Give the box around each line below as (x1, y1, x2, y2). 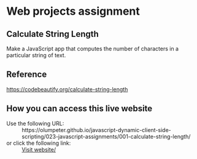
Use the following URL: (6, 120, 64, 127)
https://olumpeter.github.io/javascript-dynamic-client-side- (21, 126, 172, 133)
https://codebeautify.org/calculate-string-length (6, 85, 128, 93)
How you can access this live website (6, 103, 153, 114)
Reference (6, 69, 47, 80)
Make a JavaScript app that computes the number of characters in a (6, 45, 179, 52)
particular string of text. (6, 52, 66, 59)
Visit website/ (21, 145, 56, 153)
